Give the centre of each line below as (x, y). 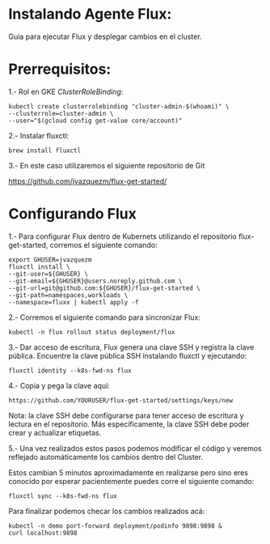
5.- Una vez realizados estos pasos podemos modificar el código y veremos (135, 448)
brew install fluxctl (45, 151)
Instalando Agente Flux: (90, 14)
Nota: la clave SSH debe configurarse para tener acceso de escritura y (126, 415)
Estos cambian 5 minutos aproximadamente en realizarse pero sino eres (129, 472)
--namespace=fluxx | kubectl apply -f (74, 302)
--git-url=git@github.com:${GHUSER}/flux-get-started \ (104, 288)
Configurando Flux (73, 214)
